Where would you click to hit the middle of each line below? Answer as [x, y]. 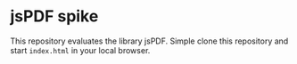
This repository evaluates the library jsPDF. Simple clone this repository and [149, 41]
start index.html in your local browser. [80, 50]
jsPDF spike [54, 16]
